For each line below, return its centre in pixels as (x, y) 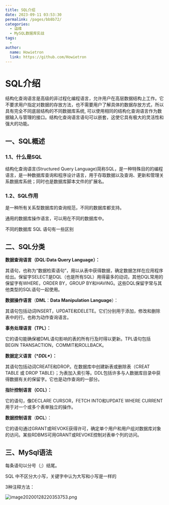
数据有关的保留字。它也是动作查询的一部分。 (56, 379)
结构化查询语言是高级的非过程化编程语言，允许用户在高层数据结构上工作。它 (84, 99)
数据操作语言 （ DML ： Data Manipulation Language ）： (62, 300)
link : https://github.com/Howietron (48, 57)
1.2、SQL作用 (22, 196)
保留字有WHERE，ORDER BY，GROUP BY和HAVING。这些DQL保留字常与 (81, 283)
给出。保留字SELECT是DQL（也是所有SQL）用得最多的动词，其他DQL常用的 (84, 277)
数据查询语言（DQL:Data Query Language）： (53, 260)
